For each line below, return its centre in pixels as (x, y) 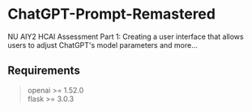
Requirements (44, 71)
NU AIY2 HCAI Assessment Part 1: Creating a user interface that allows (126, 36)
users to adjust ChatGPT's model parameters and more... (103, 45)
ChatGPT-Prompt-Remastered (112, 14)
